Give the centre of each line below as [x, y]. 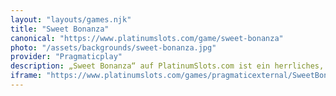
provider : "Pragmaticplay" [66, 57]
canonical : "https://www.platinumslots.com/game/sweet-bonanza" [147, 38]
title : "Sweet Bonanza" [60, 29]
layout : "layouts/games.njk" [71, 19]
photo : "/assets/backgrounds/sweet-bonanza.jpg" [113, 47]
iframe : [26, 76]
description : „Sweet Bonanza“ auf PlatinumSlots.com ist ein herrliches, [167, 66]
